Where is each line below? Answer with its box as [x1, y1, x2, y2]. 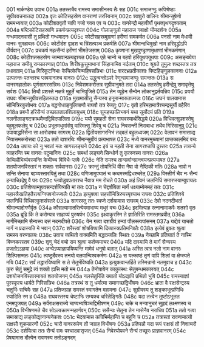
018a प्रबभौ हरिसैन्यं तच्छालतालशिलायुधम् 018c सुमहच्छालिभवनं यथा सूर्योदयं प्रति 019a [6, 108, 175, 115]
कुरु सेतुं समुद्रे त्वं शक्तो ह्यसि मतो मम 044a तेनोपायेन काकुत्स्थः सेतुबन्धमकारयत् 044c [6, 266, 174, 273]
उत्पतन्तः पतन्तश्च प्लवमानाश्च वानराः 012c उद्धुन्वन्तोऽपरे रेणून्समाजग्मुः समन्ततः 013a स [6, 74, 174, 81]
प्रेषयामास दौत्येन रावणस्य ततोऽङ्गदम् [6, 334, 76, 341]
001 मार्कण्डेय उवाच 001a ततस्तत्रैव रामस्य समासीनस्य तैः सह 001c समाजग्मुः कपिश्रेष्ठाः [6, 6, 176, 13]
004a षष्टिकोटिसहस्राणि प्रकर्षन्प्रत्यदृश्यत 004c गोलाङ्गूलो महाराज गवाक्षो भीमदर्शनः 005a [6, 26, 182, 33]
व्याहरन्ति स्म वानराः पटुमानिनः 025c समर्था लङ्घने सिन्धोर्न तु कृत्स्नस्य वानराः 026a [6, 149, 168, 156]
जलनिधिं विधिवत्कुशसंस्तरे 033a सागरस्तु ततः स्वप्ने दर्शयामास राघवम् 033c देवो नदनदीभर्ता [6, 198, 183, 204]
